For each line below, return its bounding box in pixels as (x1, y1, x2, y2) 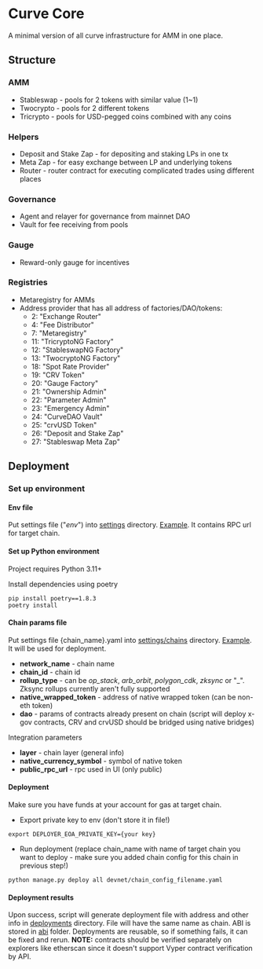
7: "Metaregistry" (31, 328, 87, 338)
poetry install (8, 601, 58, 609)
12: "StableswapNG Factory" (31, 345, 124, 354)
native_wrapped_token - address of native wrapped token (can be (19, 692, 236, 702)
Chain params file (8, 618, 68, 627)
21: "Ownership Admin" (31, 387, 108, 396)
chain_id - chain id (19, 667, 81, 677)
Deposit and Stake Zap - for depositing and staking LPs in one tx (19, 149, 229, 158)
